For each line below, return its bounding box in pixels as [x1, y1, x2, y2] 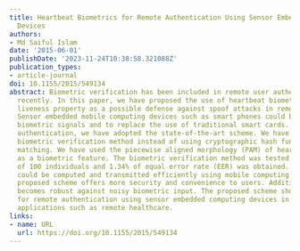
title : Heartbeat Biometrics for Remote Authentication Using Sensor [9, 12, 274, 22]
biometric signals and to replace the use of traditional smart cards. [17, 121, 290, 130]
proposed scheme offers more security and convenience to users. [17, 179, 266, 188]
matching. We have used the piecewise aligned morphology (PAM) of [17, 145, 274, 154]
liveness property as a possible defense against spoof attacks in [17, 104, 274, 113]
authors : [9, 29, 42, 38]
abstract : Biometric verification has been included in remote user [9, 87, 270, 96]
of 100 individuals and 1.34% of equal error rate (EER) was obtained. [17, 162, 290, 171]
